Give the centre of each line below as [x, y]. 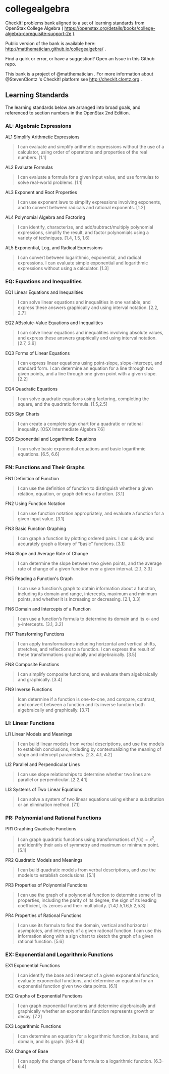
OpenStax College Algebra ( [34, 28]
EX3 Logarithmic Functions [33, 1026]
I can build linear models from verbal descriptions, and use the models [91, 744]
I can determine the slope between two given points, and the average [90, 563]
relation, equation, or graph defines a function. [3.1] [71, 493]
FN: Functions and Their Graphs [45, 468]
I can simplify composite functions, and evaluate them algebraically [88, 674]
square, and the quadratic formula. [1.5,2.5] [62, 404]
